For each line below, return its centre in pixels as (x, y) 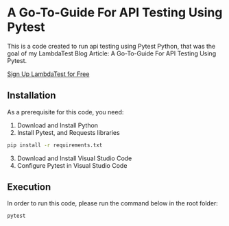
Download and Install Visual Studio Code (74, 158)
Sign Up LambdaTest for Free (48, 74)
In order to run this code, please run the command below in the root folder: (112, 203)
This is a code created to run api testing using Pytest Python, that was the (111, 46)
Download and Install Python (57, 125)
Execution (29, 187)
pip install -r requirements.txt (55, 145)
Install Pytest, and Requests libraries (68, 132)
